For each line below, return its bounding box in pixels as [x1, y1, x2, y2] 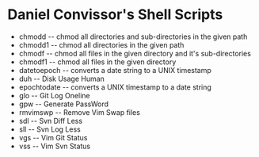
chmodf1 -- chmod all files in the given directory [18, 57, 177, 67]
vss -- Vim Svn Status [18, 141, 91, 151]
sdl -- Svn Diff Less [18, 116, 83, 125]
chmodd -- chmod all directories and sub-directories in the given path [18, 32, 248, 41]
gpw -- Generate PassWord [18, 99, 109, 109]
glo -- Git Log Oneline [18, 90, 90, 100]
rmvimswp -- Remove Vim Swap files [18, 107, 140, 117]
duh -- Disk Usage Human [18, 74, 105, 83]
